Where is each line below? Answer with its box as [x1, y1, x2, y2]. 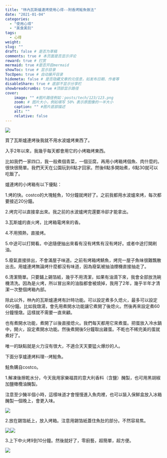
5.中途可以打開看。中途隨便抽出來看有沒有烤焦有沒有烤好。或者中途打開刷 [5, 240, 157, 246]
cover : [5, 91, 19, 95]
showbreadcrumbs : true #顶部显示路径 [5, 86, 79, 91]
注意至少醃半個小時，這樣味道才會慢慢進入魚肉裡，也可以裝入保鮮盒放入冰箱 [5, 391, 162, 397]
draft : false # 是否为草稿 [5, 49, 57, 54]
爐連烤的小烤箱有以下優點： [5, 181, 62, 187]
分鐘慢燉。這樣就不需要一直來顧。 [5, 309, 75, 315]
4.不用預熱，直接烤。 [5, 230, 49, 236]
